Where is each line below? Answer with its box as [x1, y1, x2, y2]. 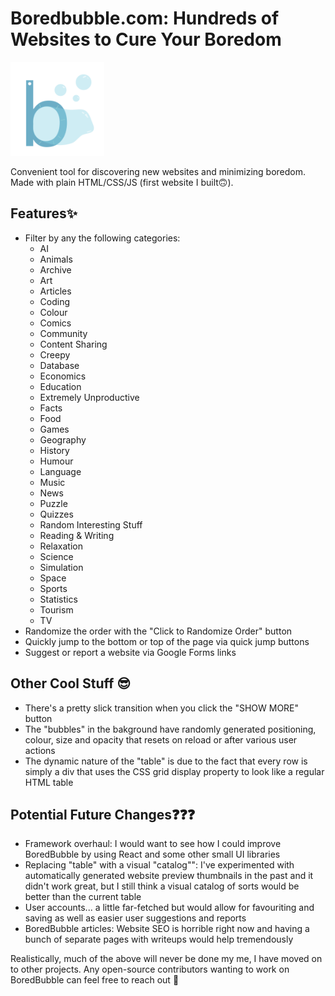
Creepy [39, 348, 71, 361]
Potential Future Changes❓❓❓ [10, 806, 196, 823]
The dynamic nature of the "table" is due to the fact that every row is [24, 755, 308, 767]
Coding [39, 295, 71, 307]
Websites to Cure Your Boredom [10, 28, 282, 51]
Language [39, 465, 82, 477]
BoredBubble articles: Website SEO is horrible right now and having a [24, 923, 310, 935]
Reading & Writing [39, 529, 115, 541]
